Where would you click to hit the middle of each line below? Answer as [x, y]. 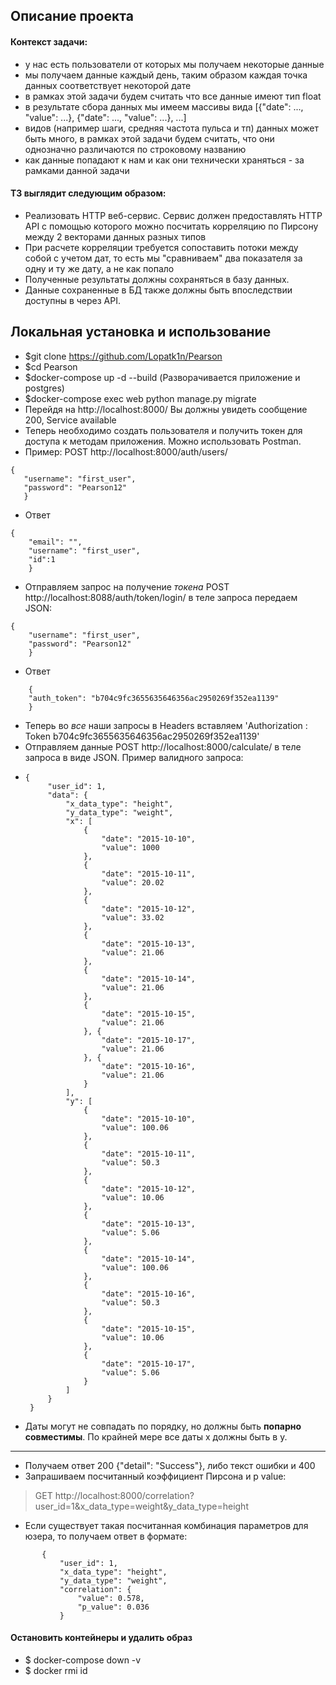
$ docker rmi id [56, 1670]
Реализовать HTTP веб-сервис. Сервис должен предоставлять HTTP [173, 215]
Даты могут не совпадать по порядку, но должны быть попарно [163, 1426]
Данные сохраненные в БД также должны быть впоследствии [158, 290]
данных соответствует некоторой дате [108, 85]
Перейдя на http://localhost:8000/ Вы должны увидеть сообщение [166, 409]
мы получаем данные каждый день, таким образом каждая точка [166, 75]
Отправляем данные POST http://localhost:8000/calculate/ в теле [163, 746]
